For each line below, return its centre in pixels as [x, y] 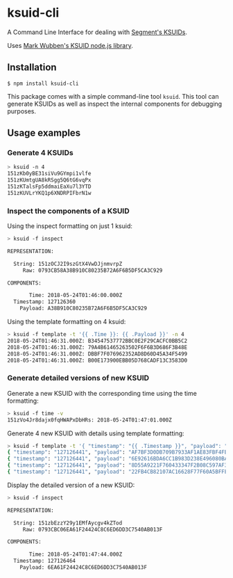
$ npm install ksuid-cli [43, 83]
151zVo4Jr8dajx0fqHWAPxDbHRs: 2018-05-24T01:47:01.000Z [89, 420]
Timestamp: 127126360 [45, 302]
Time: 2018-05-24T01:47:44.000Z [76, 554]
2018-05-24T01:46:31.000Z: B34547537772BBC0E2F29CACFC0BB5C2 [97, 341]
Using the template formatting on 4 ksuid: [67, 322]
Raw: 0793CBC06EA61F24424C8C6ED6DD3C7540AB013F [93, 529]
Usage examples [44, 133]
